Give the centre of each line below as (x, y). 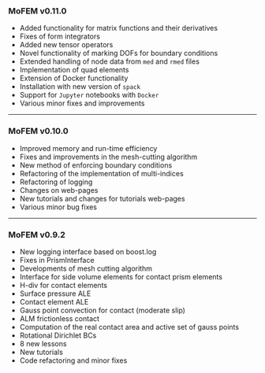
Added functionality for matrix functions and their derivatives (119, 28)
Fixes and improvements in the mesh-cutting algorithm (108, 157)
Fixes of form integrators (60, 36)
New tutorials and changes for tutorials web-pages (102, 198)
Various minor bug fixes (58, 207)
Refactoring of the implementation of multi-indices (101, 173)
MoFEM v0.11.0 (37, 11)
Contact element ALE (54, 301)
